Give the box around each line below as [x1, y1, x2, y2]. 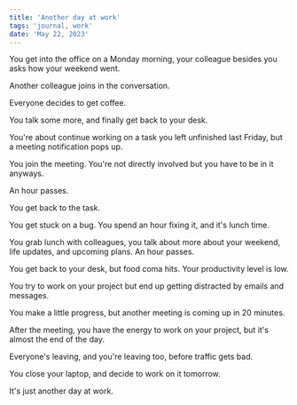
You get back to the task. [9, 202, 100, 213]
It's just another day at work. [9, 385, 113, 396]
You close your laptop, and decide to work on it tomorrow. [9, 369, 222, 379]
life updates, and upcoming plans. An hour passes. [9, 246, 195, 258]
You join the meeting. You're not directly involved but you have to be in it [9, 159, 274, 170]
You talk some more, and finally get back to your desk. [9, 115, 208, 125]
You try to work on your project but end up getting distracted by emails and [9, 281, 285, 291]
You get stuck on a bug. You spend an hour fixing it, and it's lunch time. [9, 219, 270, 231]
